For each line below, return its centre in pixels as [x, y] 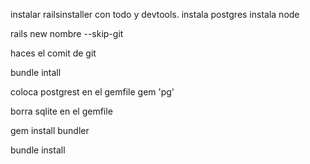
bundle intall [36, 72]
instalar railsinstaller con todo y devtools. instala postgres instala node [155, 14]
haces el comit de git [53, 53]
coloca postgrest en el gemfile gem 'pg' [92, 92]
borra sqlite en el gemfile [61, 111]
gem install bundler [50, 130]
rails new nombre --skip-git [67, 33]
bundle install [38, 150]
